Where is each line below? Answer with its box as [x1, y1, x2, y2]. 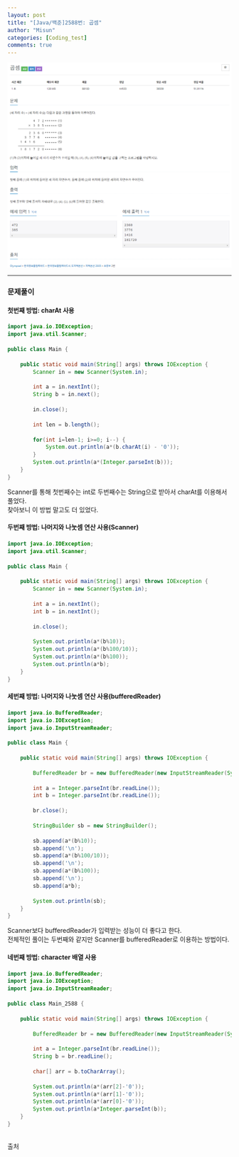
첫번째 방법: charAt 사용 [7, 305, 75, 314]
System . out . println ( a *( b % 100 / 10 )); [33, 646, 139, 653]
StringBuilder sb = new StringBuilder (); [33, 822, 158, 829]
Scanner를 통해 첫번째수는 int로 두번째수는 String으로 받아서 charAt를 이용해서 [7, 487, 228, 496]
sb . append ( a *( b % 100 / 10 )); [33, 852, 110, 859]
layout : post [7, 11, 46, 19]
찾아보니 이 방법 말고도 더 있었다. [7, 505, 99, 514]
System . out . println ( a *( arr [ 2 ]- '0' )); [33, 1083, 144, 1090]
